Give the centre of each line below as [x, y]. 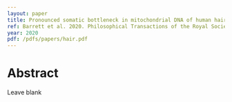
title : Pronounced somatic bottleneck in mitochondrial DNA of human [109, 20]
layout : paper [28, 13]
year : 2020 [23, 33]
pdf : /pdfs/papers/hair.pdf [48, 39]
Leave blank [25, 92]
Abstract [33, 73]
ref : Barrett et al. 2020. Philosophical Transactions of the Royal [108, 26]
